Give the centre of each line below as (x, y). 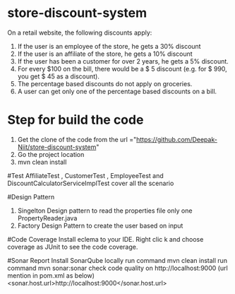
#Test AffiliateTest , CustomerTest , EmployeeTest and (85, 175)
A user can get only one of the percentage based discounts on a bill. (117, 91)
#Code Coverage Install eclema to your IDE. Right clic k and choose (106, 239)
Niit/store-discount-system (57, 147)
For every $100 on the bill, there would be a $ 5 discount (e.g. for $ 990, (122, 69)
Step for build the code (76, 120)
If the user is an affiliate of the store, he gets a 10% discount (105, 54)
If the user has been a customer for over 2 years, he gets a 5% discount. (123, 61)
